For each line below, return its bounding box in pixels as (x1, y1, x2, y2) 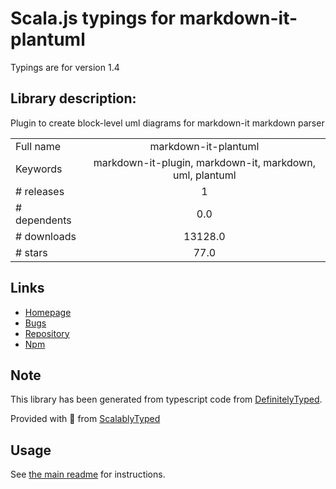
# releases (15, 184, 65, 198)
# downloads (15, 229, 77, 243)
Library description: (10, 90, 137, 107)
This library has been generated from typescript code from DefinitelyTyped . (10, 393, 323, 406)
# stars (15, 245, 48, 259)
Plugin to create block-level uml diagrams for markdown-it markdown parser (10, 117, 325, 129)
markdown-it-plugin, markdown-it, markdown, (93, 155, 316, 169)
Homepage (24, 306, 72, 318)
